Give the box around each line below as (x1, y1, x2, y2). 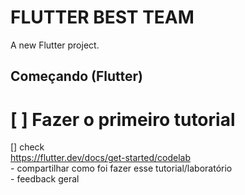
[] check (10, 141, 45, 153)
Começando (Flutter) (10, 68, 143, 85)
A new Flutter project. (10, 39, 100, 51)
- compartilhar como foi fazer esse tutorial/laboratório (10, 162, 233, 175)
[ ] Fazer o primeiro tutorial (10, 108, 236, 131)
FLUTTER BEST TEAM (10, 6, 195, 29)
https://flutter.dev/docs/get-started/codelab (10, 152, 192, 164)
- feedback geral (10, 173, 80, 185)
